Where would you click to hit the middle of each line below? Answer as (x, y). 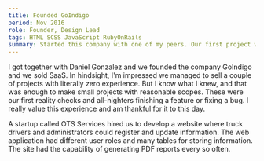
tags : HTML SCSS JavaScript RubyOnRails (75, 37)
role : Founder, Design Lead (54, 30)
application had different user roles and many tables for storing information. (130, 141)
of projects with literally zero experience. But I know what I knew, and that (128, 84)
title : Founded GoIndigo (49, 15)
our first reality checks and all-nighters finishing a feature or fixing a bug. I (128, 101)
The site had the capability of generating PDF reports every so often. (119, 149)
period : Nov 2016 (37, 23)
